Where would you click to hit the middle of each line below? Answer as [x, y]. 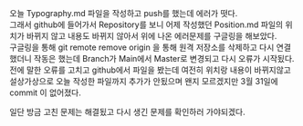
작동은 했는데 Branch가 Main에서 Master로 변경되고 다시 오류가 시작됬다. [164, 58]
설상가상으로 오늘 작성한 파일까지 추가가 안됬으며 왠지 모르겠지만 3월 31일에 [144, 81]
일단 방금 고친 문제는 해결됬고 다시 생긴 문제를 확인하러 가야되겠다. [127, 112]
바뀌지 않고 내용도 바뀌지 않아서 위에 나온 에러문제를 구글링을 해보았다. [151, 36]
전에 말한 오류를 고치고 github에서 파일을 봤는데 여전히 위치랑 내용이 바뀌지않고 [151, 70]
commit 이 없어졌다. [46, 92]
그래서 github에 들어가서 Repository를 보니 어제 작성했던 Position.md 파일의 [146, 24]
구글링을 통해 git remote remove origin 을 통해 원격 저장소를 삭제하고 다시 [142, 47]
